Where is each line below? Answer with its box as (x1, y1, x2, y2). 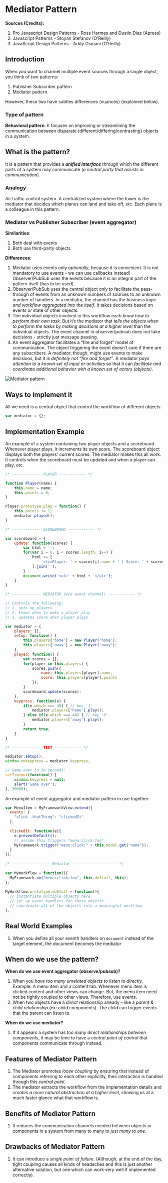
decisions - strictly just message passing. (12, 334, 98, 340)
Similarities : (5, 230, 31, 236)
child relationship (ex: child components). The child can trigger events (12, 1005, 157, 1011)
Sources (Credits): (5, 20, 44, 26)
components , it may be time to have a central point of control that (12, 1035, 147, 1041)
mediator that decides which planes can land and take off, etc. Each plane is (5, 201, 162, 207)
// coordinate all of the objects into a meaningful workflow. (9, 903, 144, 908)
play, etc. (5, 462, 24, 468)
